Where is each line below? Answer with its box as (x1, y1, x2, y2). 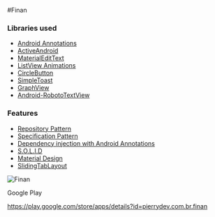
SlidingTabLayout (17, 161, 68, 170)
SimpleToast (17, 76, 53, 84)
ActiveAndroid (17, 47, 59, 55)
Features (7, 108, 38, 118)
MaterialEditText (17, 54, 64, 62)
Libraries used (7, 23, 57, 33)
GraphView (17, 84, 50, 92)
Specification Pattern (17, 132, 78, 140)
